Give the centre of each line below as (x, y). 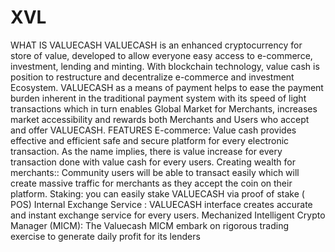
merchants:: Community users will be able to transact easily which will (155, 172)
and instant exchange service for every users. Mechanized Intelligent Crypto (168, 215)
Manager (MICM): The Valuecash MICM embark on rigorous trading (149, 225)
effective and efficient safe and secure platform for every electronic (150, 140)
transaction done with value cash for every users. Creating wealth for (153, 162)
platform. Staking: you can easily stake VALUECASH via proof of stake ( (157, 193)
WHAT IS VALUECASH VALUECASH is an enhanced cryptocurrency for (156, 45)
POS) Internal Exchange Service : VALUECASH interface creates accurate (161, 204)
